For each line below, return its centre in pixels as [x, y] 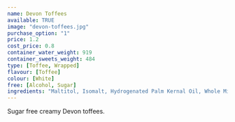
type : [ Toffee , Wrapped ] [43, 66]
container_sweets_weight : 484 [51, 59]
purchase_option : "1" [39, 33]
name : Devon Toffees [37, 14]
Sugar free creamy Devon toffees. [56, 112]
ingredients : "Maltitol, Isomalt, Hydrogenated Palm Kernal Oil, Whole [114, 91]
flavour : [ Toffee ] [34, 72]
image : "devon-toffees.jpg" [48, 26]
